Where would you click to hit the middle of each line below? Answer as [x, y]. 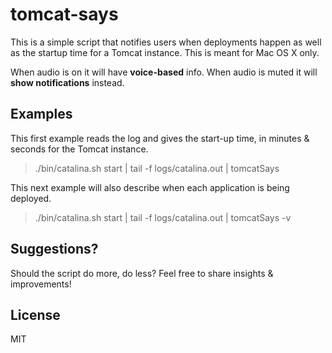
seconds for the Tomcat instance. [79, 149]
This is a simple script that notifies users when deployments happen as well [166, 42]
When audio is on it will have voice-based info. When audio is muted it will [164, 72]
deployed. [31, 198]
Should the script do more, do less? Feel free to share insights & [142, 273]
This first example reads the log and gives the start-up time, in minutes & [160, 138]
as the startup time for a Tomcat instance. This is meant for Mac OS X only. [165, 52]
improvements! [41, 284]
